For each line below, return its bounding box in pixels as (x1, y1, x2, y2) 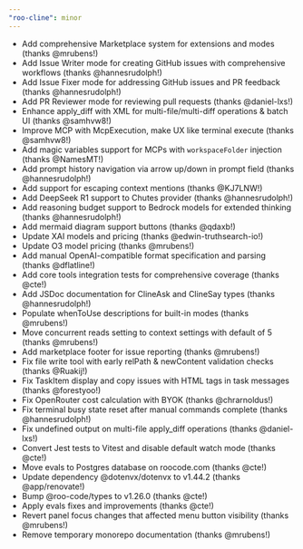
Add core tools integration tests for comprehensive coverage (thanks (21, 269, 280, 280)
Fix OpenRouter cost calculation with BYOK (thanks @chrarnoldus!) (21, 394, 274, 405)
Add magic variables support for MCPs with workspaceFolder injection (21, 144, 282, 155)
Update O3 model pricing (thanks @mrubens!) (21, 240, 195, 251)
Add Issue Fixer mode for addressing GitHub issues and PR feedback (21, 76, 280, 87)
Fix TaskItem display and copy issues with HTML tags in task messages (21, 375, 289, 386)
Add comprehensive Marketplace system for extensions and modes (21, 38, 275, 49)
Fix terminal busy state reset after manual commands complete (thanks (21, 404, 288, 415)
